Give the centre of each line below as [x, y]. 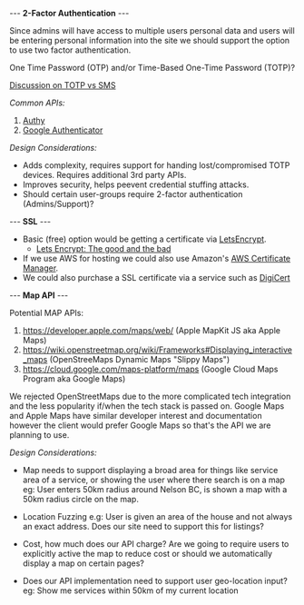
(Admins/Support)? [58, 204]
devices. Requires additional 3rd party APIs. [104, 175]
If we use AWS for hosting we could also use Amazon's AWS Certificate [157, 258]
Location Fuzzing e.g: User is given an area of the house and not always [157, 516]
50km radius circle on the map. [80, 499]
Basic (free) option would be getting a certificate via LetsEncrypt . [144, 239]
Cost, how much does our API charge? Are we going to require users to [156, 544]
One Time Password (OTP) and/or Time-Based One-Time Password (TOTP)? [152, 68]
